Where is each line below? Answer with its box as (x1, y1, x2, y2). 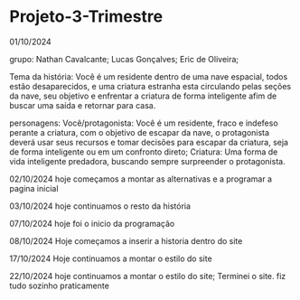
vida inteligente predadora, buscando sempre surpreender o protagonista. (9, 155, 286, 166)
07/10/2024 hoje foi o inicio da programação (9, 218, 175, 229)
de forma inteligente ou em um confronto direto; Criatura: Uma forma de (9, 146, 278, 157)
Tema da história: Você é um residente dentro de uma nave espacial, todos (9, 70, 288, 82)
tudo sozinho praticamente (9, 280, 110, 291)
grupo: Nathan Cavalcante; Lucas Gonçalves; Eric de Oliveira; (9, 53, 239, 64)
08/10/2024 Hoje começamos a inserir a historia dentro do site (9, 235, 243, 246)
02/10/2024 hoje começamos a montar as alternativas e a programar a (9, 173, 273, 184)
